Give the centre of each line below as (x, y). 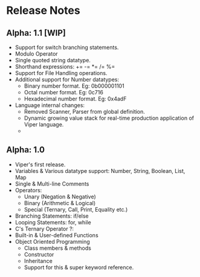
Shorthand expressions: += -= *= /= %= (65, 67)
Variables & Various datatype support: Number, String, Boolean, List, (100, 171)
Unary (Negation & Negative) (60, 197)
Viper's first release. (40, 165)
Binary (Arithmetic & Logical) (60, 203)
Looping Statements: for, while (53, 222)
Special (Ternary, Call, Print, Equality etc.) (76, 209)
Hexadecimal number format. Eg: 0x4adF (75, 99)
